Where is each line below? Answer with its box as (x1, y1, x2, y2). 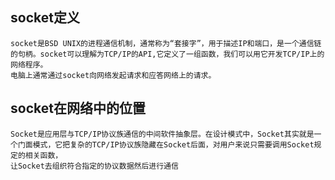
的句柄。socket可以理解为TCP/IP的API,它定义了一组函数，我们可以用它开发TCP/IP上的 (10, 49, 325, 59)
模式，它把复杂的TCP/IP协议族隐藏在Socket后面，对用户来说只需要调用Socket (32, 139, 315, 150)
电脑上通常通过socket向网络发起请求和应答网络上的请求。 (10, 70, 217, 80)
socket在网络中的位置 (10, 100, 146, 117)
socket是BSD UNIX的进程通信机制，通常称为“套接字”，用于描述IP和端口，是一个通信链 (10, 38, 322, 48)
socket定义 (10, 9, 80, 27)
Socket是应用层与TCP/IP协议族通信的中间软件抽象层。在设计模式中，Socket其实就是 (10, 129, 315, 139)
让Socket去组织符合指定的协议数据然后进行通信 (10, 161, 179, 171)
